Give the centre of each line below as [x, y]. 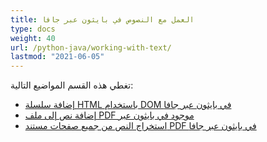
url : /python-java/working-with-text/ [91, 47]
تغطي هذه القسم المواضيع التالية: [72, 85]
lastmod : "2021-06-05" [57, 57]
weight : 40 [33, 38]
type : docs [33, 29]
